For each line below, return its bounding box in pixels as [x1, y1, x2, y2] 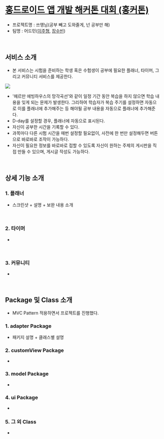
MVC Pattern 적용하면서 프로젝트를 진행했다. [12, 310, 99, 316]
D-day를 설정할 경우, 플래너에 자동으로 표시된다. [12, 118, 105, 124]
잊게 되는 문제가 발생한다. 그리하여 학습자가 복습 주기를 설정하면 [21, 99, 144, 105]
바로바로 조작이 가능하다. [21, 136, 69, 142]
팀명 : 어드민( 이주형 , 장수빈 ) [12, 28, 66, 34]
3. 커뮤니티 [5, 259, 30, 266]
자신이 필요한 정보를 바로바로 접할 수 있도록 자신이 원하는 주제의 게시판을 [12, 142, 152, 148]
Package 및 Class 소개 [5, 296, 72, 304]
